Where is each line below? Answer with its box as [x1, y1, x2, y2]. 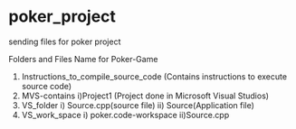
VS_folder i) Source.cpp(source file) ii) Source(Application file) [21, 99, 255, 110]
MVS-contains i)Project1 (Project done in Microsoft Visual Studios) [21, 90, 269, 101]
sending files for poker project [8, 36, 121, 47]
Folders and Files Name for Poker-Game [8, 53, 158, 64]
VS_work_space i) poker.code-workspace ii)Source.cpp [21, 109, 230, 120]
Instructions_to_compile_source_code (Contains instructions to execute [21, 70, 287, 82]
